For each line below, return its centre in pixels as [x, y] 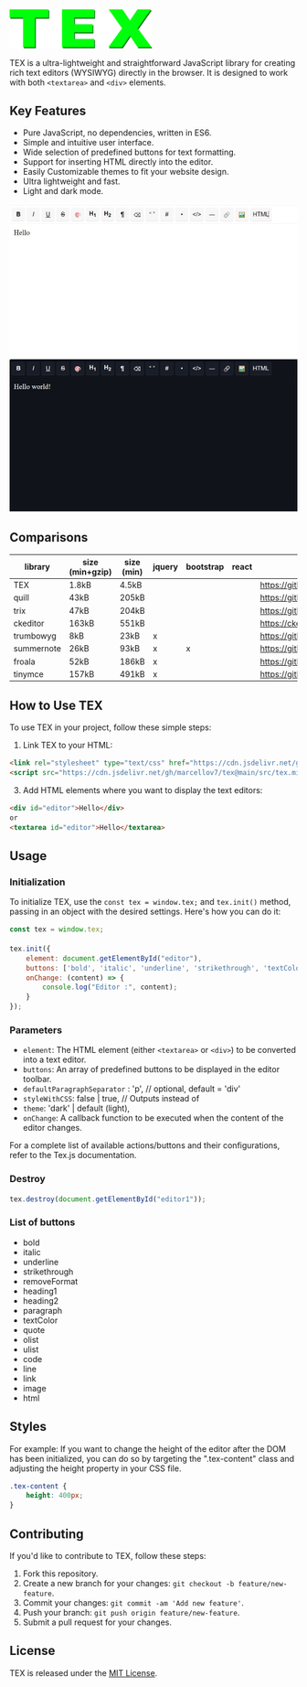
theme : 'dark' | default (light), [76, 1108]
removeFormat [50, 1281]
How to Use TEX [56, 705]
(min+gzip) [90, 572]
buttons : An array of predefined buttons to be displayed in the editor [151, 1069]
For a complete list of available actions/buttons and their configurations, [145, 1145]
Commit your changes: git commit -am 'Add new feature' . [133, 1603]
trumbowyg [35, 636]
